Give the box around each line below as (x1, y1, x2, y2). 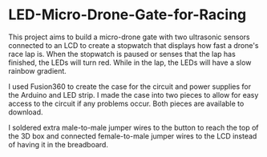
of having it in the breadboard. (8, 139, 108, 149)
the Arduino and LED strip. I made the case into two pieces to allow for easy (8, 90, 259, 99)
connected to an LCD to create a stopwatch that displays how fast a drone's (8, 40, 259, 50)
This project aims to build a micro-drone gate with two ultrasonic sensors (8, 32, 250, 42)
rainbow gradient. (8, 66, 67, 75)
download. (8, 107, 43, 117)
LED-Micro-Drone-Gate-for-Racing (8, 6, 247, 24)
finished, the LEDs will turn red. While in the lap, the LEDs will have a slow (8, 58, 252, 67)
